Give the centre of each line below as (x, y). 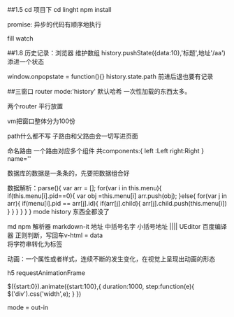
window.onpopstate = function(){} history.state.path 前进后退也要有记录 (110, 76)
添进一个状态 (25, 62)
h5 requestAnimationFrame (46, 273)
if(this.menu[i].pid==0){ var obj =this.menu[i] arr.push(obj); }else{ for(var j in (117, 196)
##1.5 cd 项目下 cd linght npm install (59, 9)
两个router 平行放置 (35, 106)
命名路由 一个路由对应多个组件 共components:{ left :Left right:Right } (106, 151)
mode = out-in (28, 307)
